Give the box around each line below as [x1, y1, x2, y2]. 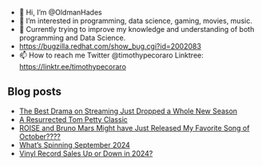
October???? [18, 132, 61, 141]
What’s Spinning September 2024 [18, 140, 131, 149]
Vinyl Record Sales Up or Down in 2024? [18, 148, 153, 158]
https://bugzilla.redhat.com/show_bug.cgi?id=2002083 [18, 41, 201, 51]
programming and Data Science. [18, 33, 126, 42]
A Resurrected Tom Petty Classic [18, 114, 129, 124]
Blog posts [7, 85, 62, 99]
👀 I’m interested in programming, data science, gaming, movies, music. [18, 16, 252, 26]
